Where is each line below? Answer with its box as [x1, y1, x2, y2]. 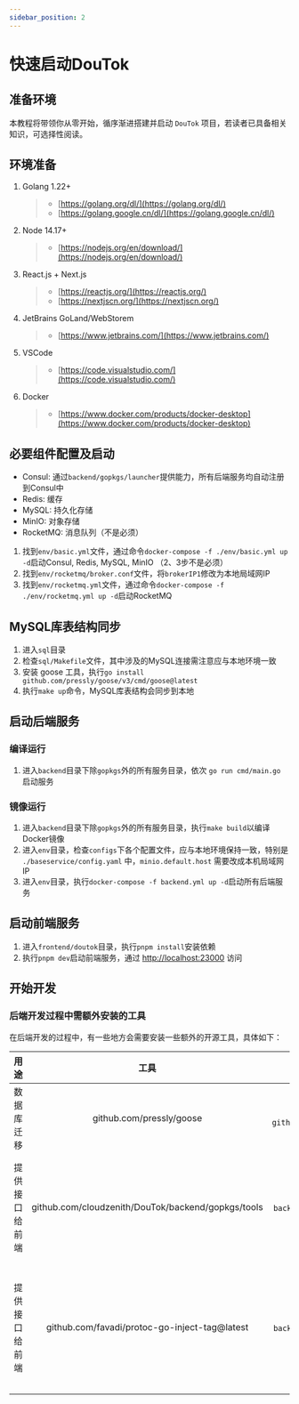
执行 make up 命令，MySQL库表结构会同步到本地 [21, 686, 195, 697]
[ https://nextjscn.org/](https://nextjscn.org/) [57, 295, 220, 307]
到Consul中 [21, 482, 64, 494]
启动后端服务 [9, 714, 80, 730]
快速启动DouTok [9, 54, 130, 74]
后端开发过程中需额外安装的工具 [9, 1010, 147, 1022]
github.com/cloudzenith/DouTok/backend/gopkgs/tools [31, 1200, 264, 1213]
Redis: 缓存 [21, 494, 64, 504]
